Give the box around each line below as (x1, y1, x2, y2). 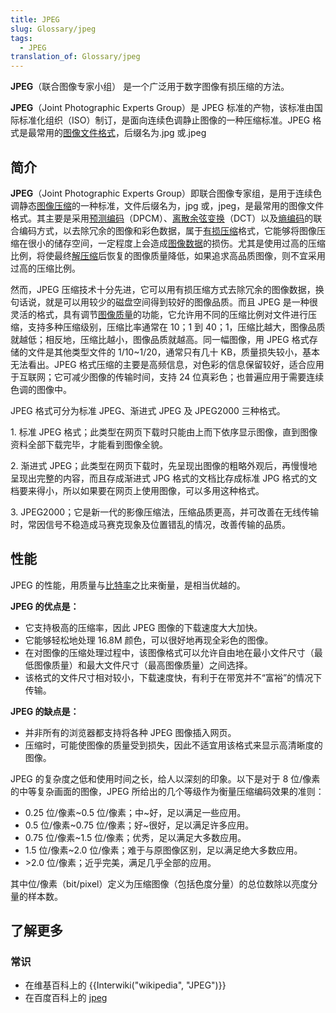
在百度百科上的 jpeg (24, 992, 108, 1004)
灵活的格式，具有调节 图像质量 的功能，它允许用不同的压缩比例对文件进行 (10, 308, 308, 320)
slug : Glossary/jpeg (10, 24, 97, 34)
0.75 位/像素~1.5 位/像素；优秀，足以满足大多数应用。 (24, 831, 247, 843)
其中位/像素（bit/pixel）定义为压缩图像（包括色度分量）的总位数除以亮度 (10, 877, 310, 890)
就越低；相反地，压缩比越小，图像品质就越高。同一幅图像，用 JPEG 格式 (10, 333, 310, 345)
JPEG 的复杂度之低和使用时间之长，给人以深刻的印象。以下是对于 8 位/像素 (10, 772, 321, 785)
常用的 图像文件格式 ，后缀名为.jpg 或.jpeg (36, 127, 207, 139)
